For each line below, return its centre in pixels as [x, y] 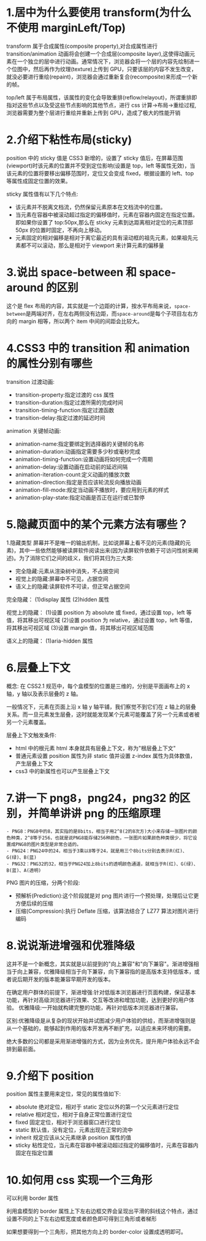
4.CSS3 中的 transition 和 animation [98, 348]
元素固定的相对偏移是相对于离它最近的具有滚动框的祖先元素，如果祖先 [104, 237]
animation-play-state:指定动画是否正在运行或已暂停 [80, 497]
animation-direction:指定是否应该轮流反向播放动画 [78, 482]
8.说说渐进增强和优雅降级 [71, 945]
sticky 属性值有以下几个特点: [42, 194]
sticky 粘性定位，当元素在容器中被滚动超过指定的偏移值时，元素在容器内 [107, 1145]
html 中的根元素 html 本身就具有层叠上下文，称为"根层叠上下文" [95, 748]
